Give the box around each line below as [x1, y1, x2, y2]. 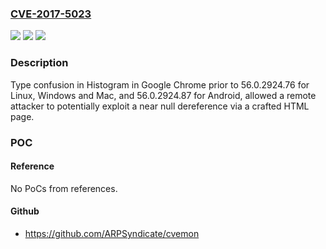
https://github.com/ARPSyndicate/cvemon [24, 227, 200, 239]
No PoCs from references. [10, 182, 118, 194]
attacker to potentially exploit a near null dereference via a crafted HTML [10, 100, 310, 112]
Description [10, 56, 69, 70]
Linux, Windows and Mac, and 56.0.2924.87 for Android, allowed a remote [10, 89, 317, 101]
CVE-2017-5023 [10, 7, 92, 21]
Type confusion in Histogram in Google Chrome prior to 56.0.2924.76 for [10, 78, 310, 91]
